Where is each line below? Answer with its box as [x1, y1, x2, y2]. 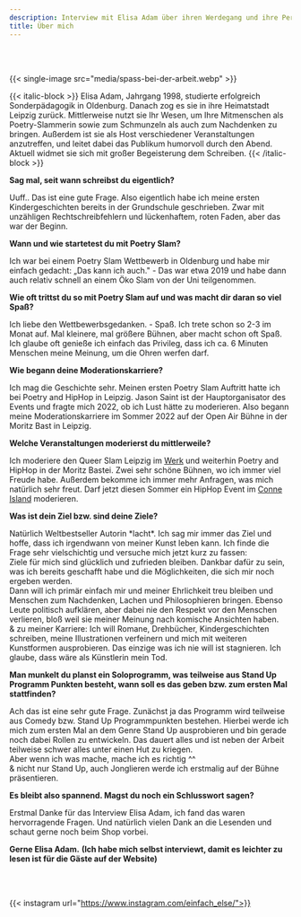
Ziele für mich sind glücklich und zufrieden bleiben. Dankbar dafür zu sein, [9, 556, 285, 567]
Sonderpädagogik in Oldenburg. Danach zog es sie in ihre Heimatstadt [9, 100, 270, 110]
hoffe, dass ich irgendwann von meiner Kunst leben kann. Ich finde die [9, 537, 271, 548]
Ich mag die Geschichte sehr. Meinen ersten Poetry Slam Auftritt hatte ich [9, 382, 280, 393]
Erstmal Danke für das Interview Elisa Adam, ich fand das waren [9, 807, 245, 817]
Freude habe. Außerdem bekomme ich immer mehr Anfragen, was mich [9, 474, 274, 485]
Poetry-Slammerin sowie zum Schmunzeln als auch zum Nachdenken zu [9, 118, 278, 130]
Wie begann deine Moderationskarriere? [9, 364, 164, 375]
